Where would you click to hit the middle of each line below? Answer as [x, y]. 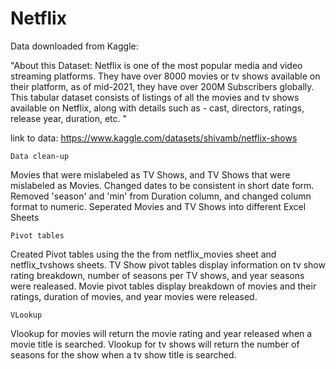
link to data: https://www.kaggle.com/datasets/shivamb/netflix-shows [154, 138]
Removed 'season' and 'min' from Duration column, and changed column [161, 196]
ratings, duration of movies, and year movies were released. [134, 296]
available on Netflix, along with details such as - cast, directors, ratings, [157, 108]
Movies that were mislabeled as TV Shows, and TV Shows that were [150, 174]
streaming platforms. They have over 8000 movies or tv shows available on [165, 76]
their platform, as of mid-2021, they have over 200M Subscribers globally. [162, 86]
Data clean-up [40, 156]
